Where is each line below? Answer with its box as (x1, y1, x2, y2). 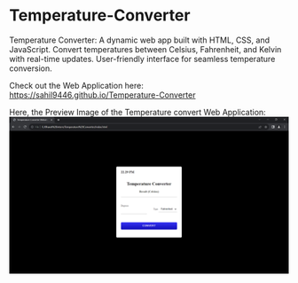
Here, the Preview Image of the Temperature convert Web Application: (9, 106, 266, 117)
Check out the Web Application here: (9, 80, 145, 90)
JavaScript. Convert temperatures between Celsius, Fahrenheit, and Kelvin (9, 43, 282, 54)
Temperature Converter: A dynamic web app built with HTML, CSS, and (9, 35, 271, 45)
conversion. (9, 63, 52, 74)
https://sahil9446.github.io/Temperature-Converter (9, 90, 196, 100)
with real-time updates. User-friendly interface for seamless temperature (9, 53, 276, 64)
